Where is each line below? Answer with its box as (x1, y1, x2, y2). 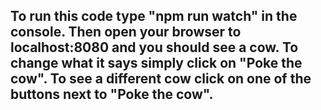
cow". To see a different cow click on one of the (10, 70, 312, 88)
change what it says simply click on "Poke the (10, 55, 303, 72)
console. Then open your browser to (10, 24, 242, 41)
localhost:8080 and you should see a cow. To (10, 39, 299, 56)
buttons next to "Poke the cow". (10, 86, 214, 103)
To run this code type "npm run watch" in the (10, 8, 298, 25)
